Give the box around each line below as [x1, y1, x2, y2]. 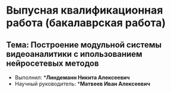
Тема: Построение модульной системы [6, 40, 162, 50]
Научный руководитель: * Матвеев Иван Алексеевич [14, 81, 150, 87]
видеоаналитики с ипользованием [6, 49, 142, 59]
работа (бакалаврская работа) [6, 16, 166, 30]
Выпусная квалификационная [6, 4, 163, 17]
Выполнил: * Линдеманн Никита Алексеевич [14, 74, 130, 81]
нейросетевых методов [6, 58, 99, 68]
